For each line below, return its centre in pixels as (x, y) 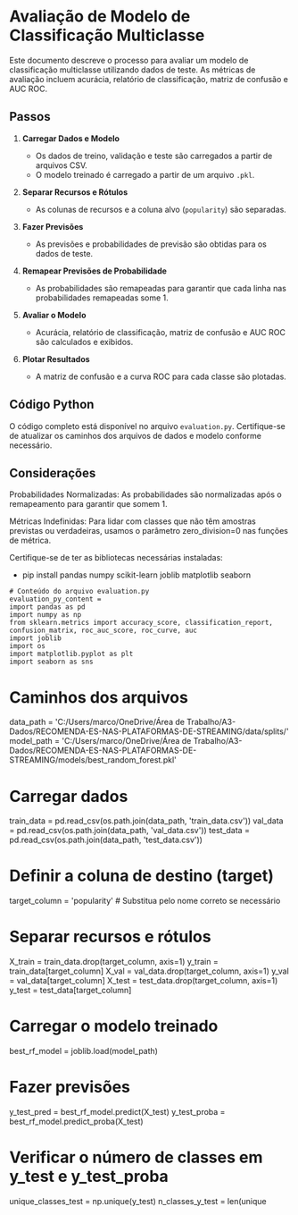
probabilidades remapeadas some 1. (102, 298)
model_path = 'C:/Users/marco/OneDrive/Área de (100, 741)
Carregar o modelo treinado (114, 1026)
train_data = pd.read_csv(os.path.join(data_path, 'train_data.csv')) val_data (146, 821)
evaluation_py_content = (55, 599)
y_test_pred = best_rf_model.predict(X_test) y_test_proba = (117, 1112)
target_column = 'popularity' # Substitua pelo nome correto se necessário (145, 901)
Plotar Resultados (56, 359)
